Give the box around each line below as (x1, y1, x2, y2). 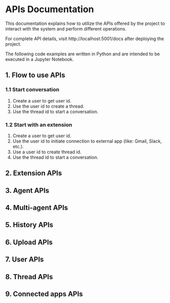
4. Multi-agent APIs (5, 204, 69, 212)
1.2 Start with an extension (5, 121, 73, 128)
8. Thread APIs (5, 273, 53, 281)
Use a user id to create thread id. (12, 149, 82, 155)
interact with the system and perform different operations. (5, 25, 127, 31)
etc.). (12, 143, 24, 149)
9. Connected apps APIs (5, 290, 83, 298)
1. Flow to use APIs (5, 71, 65, 80)
